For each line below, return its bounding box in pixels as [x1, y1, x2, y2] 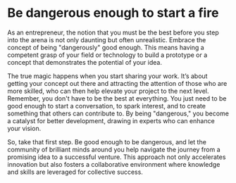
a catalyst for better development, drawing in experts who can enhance [7, 116, 215, 125]
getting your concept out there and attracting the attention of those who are [7, 79, 228, 87]
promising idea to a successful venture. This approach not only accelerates [7, 153, 226, 161]
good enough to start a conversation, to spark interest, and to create [7, 101, 206, 110]
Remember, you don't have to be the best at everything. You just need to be [7, 94, 227, 103]
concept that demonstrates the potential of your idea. [7, 58, 162, 66]
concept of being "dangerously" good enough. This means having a [7, 43, 204, 51]
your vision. [7, 124, 42, 132]
